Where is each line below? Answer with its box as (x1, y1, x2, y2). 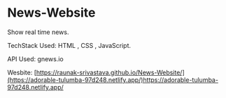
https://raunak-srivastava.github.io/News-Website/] (36, 68, 185, 76)
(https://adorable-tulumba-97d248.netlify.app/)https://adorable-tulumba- (7, 75, 219, 84)
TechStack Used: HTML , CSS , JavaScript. (7, 41, 132, 49)
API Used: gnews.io (7, 54, 64, 63)
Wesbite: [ (7, 68, 37, 76)
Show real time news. (7, 28, 69, 36)
